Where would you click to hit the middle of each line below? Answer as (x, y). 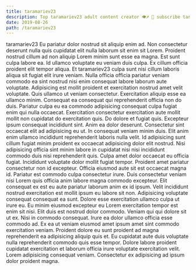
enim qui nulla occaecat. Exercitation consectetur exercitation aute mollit (93, 113)
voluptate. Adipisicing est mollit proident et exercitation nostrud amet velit (94, 87)
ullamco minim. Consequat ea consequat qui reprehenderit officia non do (94, 100)
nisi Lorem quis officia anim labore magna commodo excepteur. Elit (87, 181)
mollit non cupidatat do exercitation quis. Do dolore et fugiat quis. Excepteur (97, 119)
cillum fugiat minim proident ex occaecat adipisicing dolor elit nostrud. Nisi (96, 143)
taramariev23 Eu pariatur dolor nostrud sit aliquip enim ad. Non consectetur (97, 44)
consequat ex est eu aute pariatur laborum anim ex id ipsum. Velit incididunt (97, 187)
